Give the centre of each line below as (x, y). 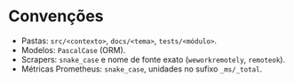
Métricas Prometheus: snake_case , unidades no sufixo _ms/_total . (142, 69)
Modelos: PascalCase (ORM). (73, 49)
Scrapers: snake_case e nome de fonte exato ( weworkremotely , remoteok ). (153, 59)
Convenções (56, 16)
